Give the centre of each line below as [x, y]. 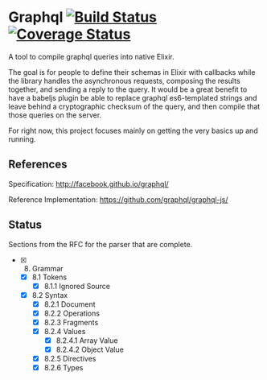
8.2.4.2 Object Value [90, 349]
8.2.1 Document [70, 304]
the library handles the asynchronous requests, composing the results [124, 81]
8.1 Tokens [49, 277]
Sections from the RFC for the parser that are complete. [101, 244]
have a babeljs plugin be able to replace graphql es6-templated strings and [133, 97]
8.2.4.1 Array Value [87, 341]
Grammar [47, 268]
